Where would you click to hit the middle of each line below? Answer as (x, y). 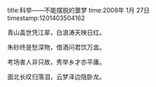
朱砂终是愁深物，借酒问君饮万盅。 (56, 47)
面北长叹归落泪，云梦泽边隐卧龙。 (56, 77)
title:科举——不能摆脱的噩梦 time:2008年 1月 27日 (79, 10)
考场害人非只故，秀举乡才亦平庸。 (56, 62)
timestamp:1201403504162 (46, 18)
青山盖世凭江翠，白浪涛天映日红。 (56, 32)
